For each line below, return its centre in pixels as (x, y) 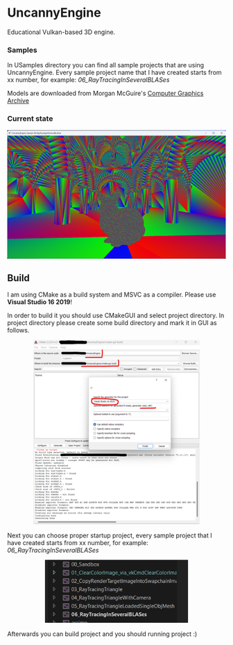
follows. (18, 330)
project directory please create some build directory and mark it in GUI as (112, 323)
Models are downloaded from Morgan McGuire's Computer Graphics (105, 93)
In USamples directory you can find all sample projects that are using (106, 65)
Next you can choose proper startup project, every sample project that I (110, 535)
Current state (30, 119)
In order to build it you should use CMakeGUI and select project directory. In (116, 316)
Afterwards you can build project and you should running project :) (102, 634)
